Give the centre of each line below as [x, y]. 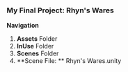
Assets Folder [37, 39]
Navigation [23, 26]
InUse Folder [35, 46]
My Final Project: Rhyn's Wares [60, 10]
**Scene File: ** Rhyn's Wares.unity [69, 61]
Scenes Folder [38, 53]
